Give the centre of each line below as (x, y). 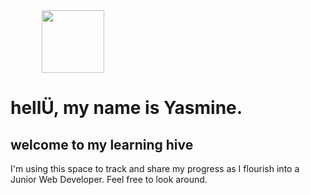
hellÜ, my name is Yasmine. (126, 108)
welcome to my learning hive (102, 144)
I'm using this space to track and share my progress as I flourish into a (155, 168)
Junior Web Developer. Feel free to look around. (109, 179)
